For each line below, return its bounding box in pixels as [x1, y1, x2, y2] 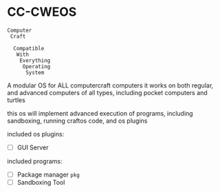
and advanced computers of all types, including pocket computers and [7, 88, 208, 96]
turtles [7, 96, 25, 104]
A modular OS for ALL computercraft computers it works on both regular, [7, 81, 214, 90]
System [25, 69, 45, 76]
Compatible [13, 45, 45, 52]
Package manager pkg [16, 170, 80, 179]
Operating [22, 63, 51, 70]
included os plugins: [7, 130, 65, 138]
